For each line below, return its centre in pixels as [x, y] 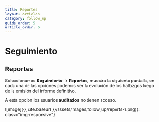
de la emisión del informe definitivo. [41, 91]
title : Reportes [21, 9]
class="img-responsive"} [30, 115]
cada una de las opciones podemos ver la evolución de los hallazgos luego [80, 86]
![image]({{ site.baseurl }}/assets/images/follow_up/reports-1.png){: [72, 109]
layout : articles [22, 14]
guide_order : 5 [20, 23]
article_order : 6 [22, 27]
